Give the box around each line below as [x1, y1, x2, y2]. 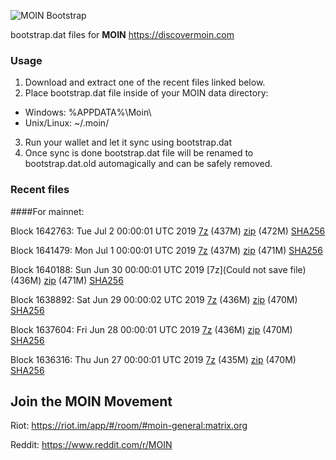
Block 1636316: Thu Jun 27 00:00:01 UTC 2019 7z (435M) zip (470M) [10, 353, 297, 365]
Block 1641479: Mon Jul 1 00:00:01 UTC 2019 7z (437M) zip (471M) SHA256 [10, 244, 323, 256]
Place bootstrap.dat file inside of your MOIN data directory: [24, 87, 269, 99]
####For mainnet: [10, 205, 85, 217]
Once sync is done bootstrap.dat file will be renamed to [24, 147, 254, 159]
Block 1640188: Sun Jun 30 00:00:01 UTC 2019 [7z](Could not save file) [10, 263, 307, 275]
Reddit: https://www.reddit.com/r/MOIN [10, 439, 173, 451]
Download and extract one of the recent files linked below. [24, 76, 266, 89]
